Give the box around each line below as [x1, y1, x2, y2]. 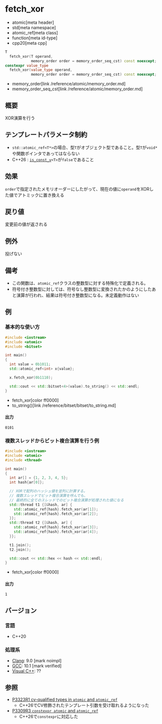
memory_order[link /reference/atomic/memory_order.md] [12, 81, 126, 87]
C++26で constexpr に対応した [19, 714, 78, 720]
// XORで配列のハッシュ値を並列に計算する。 [9, 489, 88, 494]
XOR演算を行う [5, 115, 35, 121]
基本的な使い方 [5, 324, 40, 331]
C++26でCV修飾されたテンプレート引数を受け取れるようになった [19, 703, 149, 708]
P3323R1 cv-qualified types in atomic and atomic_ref [12, 697, 118, 703]
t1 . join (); [9, 542, 31, 547]
